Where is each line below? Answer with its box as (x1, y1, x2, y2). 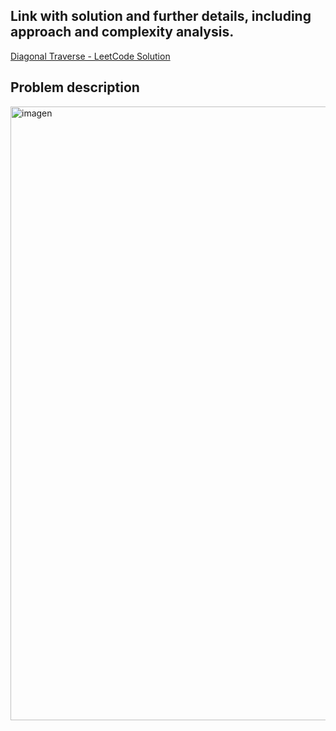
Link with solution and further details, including (10, 8, 312, 25)
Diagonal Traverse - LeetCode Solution (10, 50, 171, 62)
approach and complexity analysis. (10, 24, 235, 41)
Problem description (10, 79, 140, 96)
